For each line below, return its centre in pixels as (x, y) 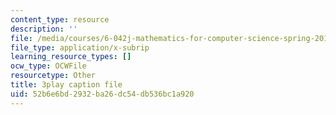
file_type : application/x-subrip (80, 47)
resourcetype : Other (53, 76)
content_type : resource (60, 19)
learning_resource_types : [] (71, 57)
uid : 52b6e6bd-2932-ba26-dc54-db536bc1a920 (102, 94)
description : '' (44, 29)
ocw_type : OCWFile (48, 66)
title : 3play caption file (66, 85)
